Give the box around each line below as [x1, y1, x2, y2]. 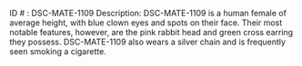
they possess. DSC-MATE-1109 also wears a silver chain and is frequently [9, 36, 287, 47]
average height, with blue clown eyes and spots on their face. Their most [9, 17, 283, 28]
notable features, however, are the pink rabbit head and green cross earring [9, 27, 294, 37]
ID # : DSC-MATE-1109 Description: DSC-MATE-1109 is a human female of [9, 8, 287, 18]
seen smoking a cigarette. [9, 46, 106, 57]
